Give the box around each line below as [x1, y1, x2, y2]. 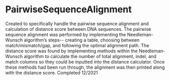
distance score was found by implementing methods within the [5, 48, 138, 54]
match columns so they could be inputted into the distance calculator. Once [5, 58, 165, 65]
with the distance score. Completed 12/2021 [5, 69, 98, 75]
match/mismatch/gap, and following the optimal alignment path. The [5, 42, 150, 48]
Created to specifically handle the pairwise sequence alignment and [5, 21, 149, 27]
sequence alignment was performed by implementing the [5, 31, 126, 37]
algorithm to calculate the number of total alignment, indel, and [24, 53, 157, 59]
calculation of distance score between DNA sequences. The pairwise [5, 26, 152, 32]
